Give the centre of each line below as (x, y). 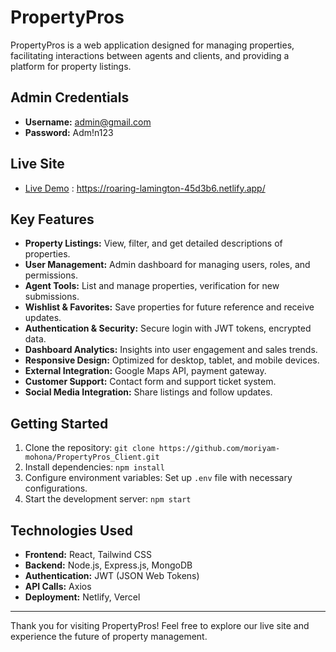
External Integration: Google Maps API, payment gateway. (145, 371)
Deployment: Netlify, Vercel (82, 597)
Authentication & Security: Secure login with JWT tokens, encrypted (168, 328)
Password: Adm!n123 (69, 132)
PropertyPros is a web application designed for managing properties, (152, 45)
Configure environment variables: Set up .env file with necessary (158, 478)
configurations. (56, 488)
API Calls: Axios (58, 586)
